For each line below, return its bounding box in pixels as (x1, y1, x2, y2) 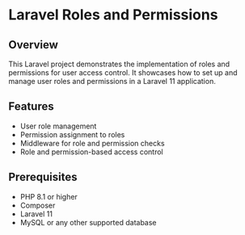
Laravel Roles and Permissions (8, 6, 218, 24)
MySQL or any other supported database (19, 217, 157, 227)
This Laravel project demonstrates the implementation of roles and (8, 59, 230, 69)
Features (8, 99, 54, 114)
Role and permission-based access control (19, 147, 163, 157)
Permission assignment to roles (19, 129, 125, 139)
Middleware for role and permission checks (19, 138, 165, 148)
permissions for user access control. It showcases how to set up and (8, 68, 238, 78)
